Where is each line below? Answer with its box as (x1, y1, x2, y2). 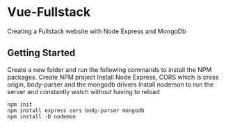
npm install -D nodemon (7, 113, 76, 120)
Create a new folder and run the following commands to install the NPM (7, 65, 212, 73)
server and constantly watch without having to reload (7, 87, 160, 96)
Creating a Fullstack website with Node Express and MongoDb (7, 27, 186, 35)
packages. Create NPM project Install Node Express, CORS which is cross (7, 73, 219, 81)
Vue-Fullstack (7, 4, 91, 20)
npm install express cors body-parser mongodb (7, 107, 145, 114)
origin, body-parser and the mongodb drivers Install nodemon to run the (7, 80, 214, 89)
